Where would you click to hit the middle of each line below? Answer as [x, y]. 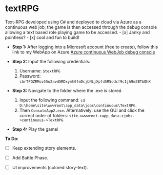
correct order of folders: [44, 115]
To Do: [12, 139]
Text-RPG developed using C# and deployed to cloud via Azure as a [73, 22]
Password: [30, 76]
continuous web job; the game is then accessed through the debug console [81, 27]
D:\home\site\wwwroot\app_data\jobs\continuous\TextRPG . [78, 105]
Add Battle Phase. [30, 158]
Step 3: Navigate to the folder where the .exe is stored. [67, 90]
